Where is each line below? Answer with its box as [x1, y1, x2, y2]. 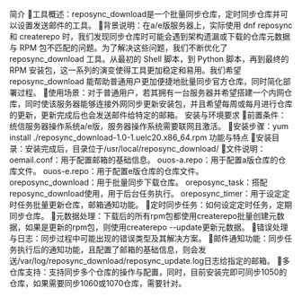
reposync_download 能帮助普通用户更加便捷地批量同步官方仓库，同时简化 [9, 76, 283, 86]
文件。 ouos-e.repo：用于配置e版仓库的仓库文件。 [16, 166, 204, 176]
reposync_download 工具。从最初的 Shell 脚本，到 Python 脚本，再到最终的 [9, 54, 289, 64]
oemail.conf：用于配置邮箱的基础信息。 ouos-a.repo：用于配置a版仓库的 [9, 154, 279, 165]
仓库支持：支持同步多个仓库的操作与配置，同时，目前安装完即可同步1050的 [9, 266, 288, 277]
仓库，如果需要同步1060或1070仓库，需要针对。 [9, 278, 187, 288]
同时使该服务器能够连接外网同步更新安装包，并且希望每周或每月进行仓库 [24, 99, 293, 109]
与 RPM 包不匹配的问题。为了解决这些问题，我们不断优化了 [9, 42, 228, 53]
